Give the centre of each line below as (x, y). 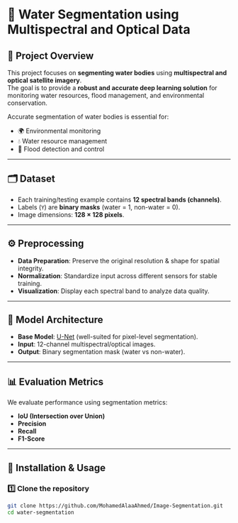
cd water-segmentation (41, 512)
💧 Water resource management (62, 141)
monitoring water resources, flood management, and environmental (106, 95)
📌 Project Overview (51, 56)
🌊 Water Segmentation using (93, 15)
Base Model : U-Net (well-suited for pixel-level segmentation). (108, 337)
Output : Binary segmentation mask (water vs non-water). (101, 352)
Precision (32, 424)
